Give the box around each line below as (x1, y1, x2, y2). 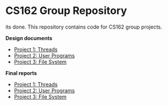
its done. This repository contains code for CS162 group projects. (5, 23, 163, 30)
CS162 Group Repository (5, 4, 127, 17)
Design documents (5, 34, 53, 41)
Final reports (5, 69, 37, 76)
